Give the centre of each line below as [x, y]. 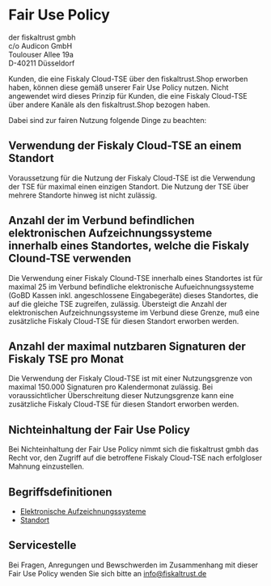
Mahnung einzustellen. [47, 466]
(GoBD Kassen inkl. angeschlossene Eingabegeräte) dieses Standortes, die [133, 295]
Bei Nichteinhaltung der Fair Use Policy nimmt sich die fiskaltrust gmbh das [133, 449]
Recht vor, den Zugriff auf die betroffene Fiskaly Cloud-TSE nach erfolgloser [135, 458]
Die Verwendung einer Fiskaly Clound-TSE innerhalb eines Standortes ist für [135, 278]
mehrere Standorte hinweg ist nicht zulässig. [83, 195]
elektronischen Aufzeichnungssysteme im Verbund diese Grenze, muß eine [134, 312]
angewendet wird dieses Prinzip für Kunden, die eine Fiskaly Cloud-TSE [128, 96]
